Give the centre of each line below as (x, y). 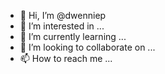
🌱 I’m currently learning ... (73, 36)
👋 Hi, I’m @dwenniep (63, 15)
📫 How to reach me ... (66, 58)
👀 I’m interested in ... (62, 26)
